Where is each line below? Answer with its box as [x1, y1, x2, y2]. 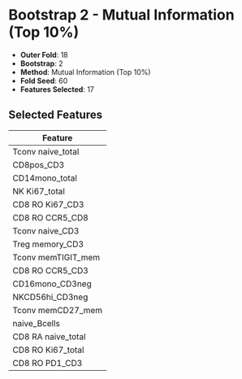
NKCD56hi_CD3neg [12, 291, 89, 303]
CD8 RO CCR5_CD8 [12, 211, 89, 223]
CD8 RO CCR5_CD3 [12, 264, 89, 276]
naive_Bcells [12, 317, 61, 329]
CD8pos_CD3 [12, 159, 65, 170]
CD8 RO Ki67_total [12, 344, 84, 355]
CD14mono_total [12, 172, 77, 184]
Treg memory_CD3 [12, 238, 84, 250]
